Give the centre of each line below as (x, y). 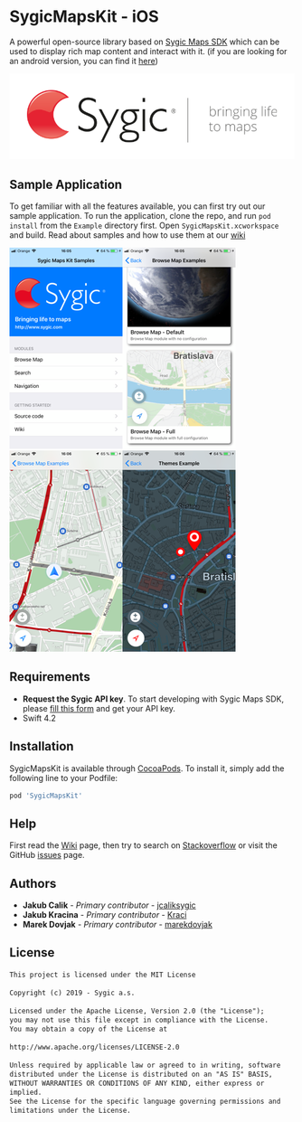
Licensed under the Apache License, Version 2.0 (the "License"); (137, 1011)
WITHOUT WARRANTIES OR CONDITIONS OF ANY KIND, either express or (137, 1083)
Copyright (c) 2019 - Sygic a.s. (72, 993)
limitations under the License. (70, 1110)
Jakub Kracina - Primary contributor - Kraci (104, 915)
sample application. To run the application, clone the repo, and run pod (140, 215)
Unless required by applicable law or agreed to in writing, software (145, 1065)
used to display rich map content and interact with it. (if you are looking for (148, 51)
